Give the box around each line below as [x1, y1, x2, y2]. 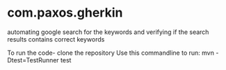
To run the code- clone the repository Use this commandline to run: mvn [7, 49, 214, 57]
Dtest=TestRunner [7, 55, 59, 64]
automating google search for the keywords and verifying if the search [7, 28, 209, 36]
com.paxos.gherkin [7, 5, 123, 21]
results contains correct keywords [7, 35, 105, 43]
